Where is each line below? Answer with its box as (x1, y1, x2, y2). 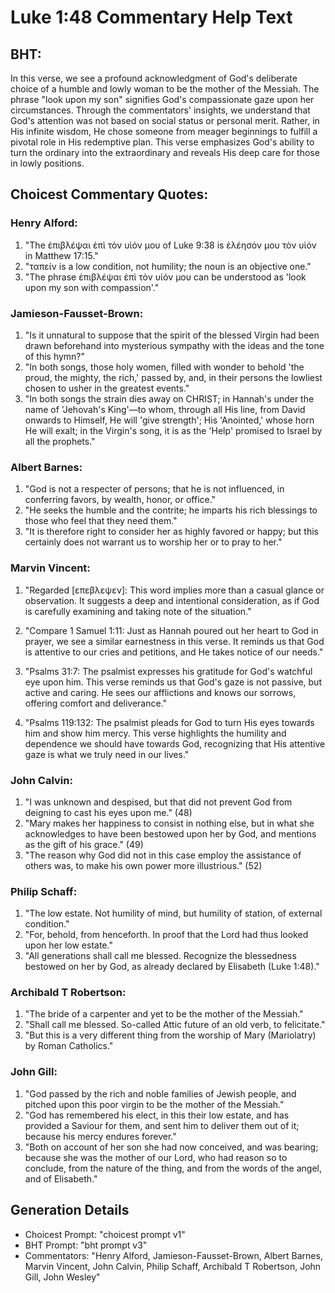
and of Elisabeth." (24, 1172, 98, 1185)
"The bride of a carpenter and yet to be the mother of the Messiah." (24, 1008, 304, 1020)
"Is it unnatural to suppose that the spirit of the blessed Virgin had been (24, 329, 320, 341)
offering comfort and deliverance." (24, 697, 168, 709)
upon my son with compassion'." (24, 281, 160, 293)
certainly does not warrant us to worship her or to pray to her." (24, 536, 283, 548)
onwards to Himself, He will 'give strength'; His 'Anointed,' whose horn (24, 414, 315, 426)
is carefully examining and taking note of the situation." (24, 605, 252, 617)
